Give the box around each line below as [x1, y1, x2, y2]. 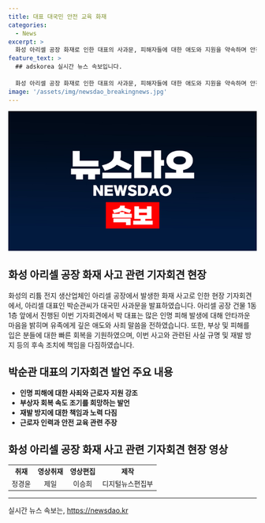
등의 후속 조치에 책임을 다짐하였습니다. [16, 340, 135, 349]
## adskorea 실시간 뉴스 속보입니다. [15, 63, 123, 71]
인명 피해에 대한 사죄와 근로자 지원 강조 [19, 388, 138, 397]
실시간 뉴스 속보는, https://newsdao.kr [8, 506, 129, 515]
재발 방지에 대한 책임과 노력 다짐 [19, 408, 118, 417]
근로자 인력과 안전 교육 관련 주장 [19, 417, 118, 427]
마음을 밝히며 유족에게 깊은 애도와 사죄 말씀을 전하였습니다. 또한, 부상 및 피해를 [8, 320, 250, 329]
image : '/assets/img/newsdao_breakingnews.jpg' [8, 88, 168, 96]
